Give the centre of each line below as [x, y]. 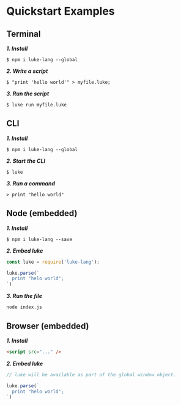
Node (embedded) [42, 213]
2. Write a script [27, 71]
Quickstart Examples [61, 11]
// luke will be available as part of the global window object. [91, 374]
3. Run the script [28, 94]
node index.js [24, 307]
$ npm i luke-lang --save [39, 239]
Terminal [24, 34]
